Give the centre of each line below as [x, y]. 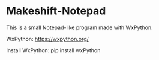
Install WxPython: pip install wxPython [53, 50]
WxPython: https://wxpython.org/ [47, 39]
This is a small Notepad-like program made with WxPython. [79, 27]
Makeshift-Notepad [56, 11]
